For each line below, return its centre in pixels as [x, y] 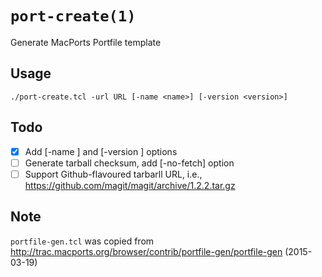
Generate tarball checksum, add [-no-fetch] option [129, 163]
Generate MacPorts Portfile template [86, 42]
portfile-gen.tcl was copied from [82, 241]
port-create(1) [73, 16]
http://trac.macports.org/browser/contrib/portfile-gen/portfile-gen [146, 251]
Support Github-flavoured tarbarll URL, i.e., [113, 174]
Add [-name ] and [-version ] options [101, 151]
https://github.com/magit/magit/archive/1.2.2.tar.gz [130, 185]
